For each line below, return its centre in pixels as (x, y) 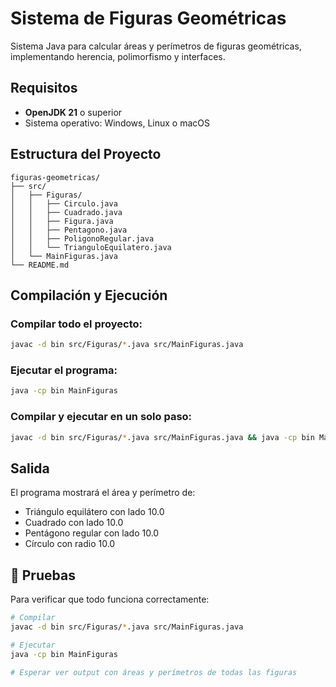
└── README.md (40, 265)
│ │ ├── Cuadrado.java (66, 212)
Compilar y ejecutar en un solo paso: (101, 417)
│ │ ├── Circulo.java (64, 203)
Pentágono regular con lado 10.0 (92, 533)
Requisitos (44, 88)
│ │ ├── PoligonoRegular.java (82, 238)
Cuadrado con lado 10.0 (74, 523)
